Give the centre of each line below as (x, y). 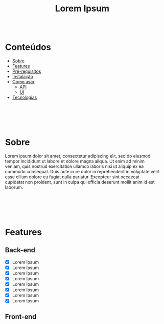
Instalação (23, 76)
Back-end (20, 250)
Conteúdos (28, 47)
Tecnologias (24, 97)
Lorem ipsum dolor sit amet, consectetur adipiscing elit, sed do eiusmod (78, 156)
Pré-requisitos (26, 71)
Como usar (23, 81)
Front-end (21, 316)
